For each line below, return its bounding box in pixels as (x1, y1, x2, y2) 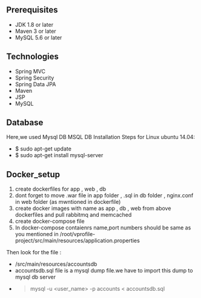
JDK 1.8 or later (15, 21, 53, 28)
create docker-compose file (15, 218, 85, 225)
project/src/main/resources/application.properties (15, 237, 140, 245)
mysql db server (15, 273, 56, 281)
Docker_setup (6, 169, 61, 180)
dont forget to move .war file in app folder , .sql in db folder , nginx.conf (15, 192, 194, 199)
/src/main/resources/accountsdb (15, 260, 97, 268)
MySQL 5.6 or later (15, 33, 62, 41)
